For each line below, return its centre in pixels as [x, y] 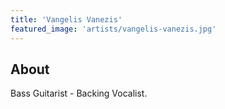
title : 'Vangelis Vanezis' [66, 19]
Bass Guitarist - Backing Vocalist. [79, 93]
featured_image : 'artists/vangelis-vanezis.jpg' [113, 29]
